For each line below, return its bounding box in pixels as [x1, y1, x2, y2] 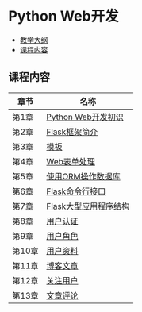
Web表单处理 [46, 156, 95, 167]
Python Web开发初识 [46, 111, 125, 122]
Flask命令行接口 [46, 186, 106, 197]
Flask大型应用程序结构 [46, 200, 130, 211]
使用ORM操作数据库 [46, 171, 121, 182]
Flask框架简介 [46, 126, 98, 137]
